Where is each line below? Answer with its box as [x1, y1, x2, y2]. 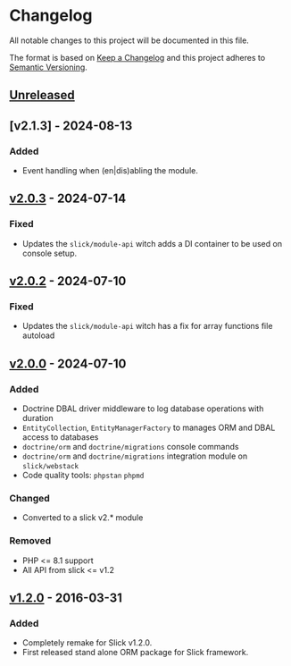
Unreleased [9, 88, 76, 103]
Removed [9, 535, 52, 547]
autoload [21, 330, 55, 341]
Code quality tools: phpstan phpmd [21, 470, 145, 481]
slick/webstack [21, 462, 79, 471]
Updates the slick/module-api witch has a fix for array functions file [21, 321, 273, 332]
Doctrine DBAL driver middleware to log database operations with [21, 403, 264, 414]
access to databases [21, 432, 99, 443]
